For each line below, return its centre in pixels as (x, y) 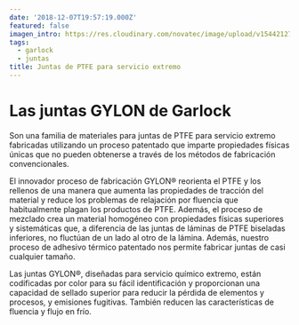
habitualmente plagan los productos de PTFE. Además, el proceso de (136, 209)
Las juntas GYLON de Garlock (120, 111)
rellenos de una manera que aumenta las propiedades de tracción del (137, 190)
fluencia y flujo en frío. (50, 311)
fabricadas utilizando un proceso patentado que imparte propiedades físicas (149, 145)
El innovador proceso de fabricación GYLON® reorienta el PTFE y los (135, 181)
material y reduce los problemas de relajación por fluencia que (124, 200)
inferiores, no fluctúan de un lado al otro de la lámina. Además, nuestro (139, 237)
